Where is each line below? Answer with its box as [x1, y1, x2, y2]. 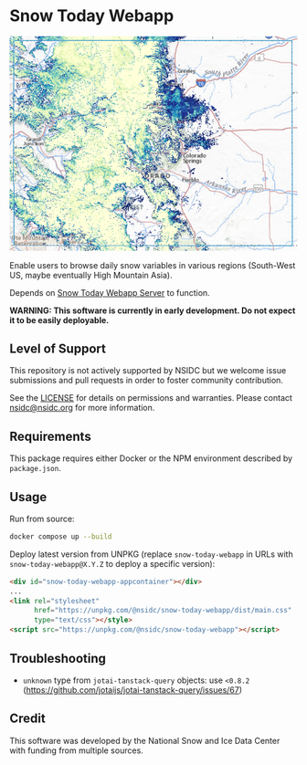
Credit [9, 711, 46, 727]
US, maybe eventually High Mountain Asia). [9, 269, 173, 280]
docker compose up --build [9, 531, 112, 541]
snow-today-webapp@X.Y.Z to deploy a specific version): [9, 558, 216, 569]
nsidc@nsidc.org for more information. [9, 403, 155, 414]
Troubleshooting [9, 650, 107, 666]
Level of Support [9, 341, 107, 356]
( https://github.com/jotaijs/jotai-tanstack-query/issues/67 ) [22, 684, 243, 695]
